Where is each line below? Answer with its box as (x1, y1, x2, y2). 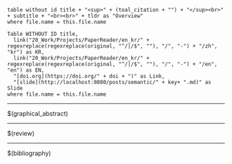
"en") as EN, (7, 67, 45, 74)
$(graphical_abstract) (7, 110, 68, 117)
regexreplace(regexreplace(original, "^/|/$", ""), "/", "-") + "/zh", (7, 43, 217, 50)
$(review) (7, 130, 35, 137)
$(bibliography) (7, 149, 52, 157)
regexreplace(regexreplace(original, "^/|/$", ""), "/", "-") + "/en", (7, 61, 217, 68)
